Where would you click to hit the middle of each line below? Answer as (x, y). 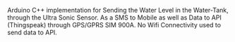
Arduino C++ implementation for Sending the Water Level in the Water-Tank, (118, 10)
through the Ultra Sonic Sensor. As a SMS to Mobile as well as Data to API (115, 17)
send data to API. (32, 32)
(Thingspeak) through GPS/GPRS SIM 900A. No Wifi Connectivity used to (114, 25)
